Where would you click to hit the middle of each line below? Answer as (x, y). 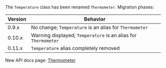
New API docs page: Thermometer (40, 60)
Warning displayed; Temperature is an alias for (84, 35)
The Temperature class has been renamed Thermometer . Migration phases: (80, 7)
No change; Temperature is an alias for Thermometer (90, 27)
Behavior (95, 19)
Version (17, 19)
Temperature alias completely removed (76, 48)
